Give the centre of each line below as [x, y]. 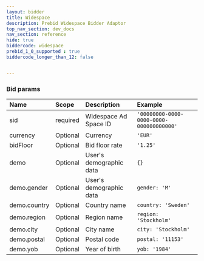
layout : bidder [25, 12]
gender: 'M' [154, 188]
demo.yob [24, 249]
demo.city [24, 229]
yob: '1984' [154, 249]
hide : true [20, 40]
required [68, 120]
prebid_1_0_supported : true [43, 52]
